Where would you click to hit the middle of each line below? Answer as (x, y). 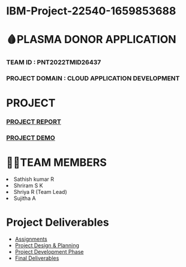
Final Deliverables (37, 258)
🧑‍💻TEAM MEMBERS (56, 163)
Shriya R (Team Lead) (40, 192)
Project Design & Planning (47, 245)
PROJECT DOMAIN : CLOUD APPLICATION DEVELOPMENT (93, 78)
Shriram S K (28, 186)
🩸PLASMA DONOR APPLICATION (91, 40)
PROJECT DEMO (31, 138)
